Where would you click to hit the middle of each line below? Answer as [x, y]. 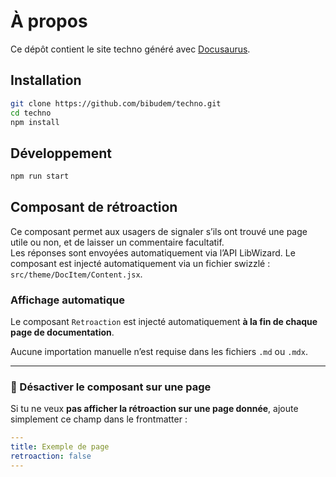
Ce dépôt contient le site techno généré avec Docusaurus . [130, 49]
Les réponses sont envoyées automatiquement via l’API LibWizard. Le [153, 252]
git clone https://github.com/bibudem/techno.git [116, 103]
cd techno [31, 113]
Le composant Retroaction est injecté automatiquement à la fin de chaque [164, 322]
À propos [49, 21]
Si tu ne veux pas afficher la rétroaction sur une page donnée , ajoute [154, 409]
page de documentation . [62, 332]
